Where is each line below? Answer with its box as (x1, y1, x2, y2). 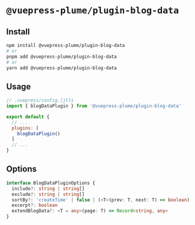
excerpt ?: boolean (11, 202, 58, 209)
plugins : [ (11, 125, 39, 131)
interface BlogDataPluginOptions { (6, 180, 96, 186)
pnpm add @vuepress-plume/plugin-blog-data (6, 54, 117, 60)
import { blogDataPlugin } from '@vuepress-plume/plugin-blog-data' (6, 103, 182, 109)
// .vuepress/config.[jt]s (6, 97, 74, 103)
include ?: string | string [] (11, 185, 85, 191)
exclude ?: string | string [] (11, 191, 85, 197)
